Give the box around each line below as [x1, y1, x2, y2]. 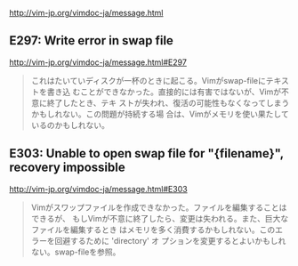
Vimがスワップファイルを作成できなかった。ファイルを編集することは [30, 202, 287, 213]
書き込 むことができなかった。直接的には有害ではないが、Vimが [46, 86, 282, 97]
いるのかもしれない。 [30, 119, 109, 130]
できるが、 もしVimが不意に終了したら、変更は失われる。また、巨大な [30, 213, 289, 223]
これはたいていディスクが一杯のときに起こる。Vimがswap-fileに [30, 75, 267, 85]
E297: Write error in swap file [9, 33, 173, 48]
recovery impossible [9, 160, 126, 175]
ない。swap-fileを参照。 [30, 246, 121, 257]
